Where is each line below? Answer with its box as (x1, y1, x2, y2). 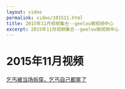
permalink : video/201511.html (6, 15, 84, 21)
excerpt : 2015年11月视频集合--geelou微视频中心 (6, 26, 120, 33)
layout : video (6, 9, 43, 15)
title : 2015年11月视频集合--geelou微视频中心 (6, 20, 114, 26)
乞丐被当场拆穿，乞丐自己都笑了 (6, 76, 87, 83)
